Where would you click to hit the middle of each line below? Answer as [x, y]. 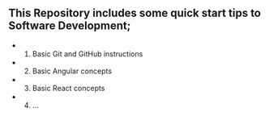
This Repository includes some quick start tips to [135, 13]
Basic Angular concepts [72, 71]
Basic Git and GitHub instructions [88, 54]
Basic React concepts [68, 88]
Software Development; [70, 26]
